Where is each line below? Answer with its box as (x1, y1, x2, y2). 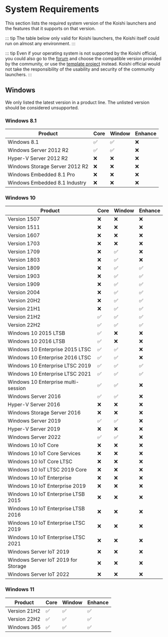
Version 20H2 (7, 297, 41, 304)
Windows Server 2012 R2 (7, 147, 69, 154)
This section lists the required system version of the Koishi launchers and (5, 20, 156, 26)
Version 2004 (7, 289, 40, 296)
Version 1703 (7, 240, 40, 247)
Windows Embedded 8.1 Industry (7, 179, 86, 186)
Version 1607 (7, 232, 40, 239)
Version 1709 (7, 248, 40, 255)
